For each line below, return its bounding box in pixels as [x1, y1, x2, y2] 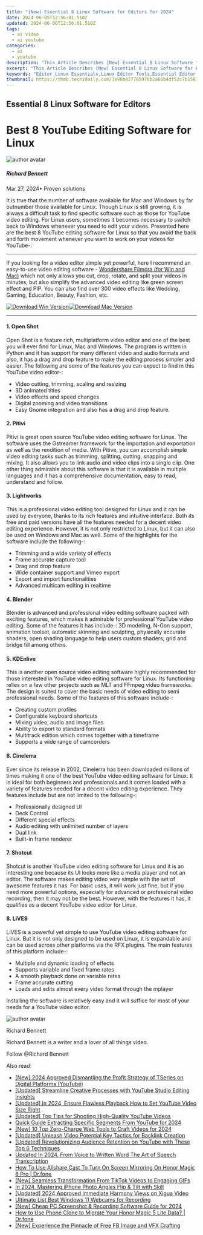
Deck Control [14, 809, 48, 816]
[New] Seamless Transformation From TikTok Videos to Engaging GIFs [14, 1177, 190, 1184]
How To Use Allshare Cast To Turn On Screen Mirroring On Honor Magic [14, 1164, 195, 1171]
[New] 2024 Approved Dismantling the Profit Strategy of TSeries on [14, 1074, 184, 1081]
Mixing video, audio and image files [14, 719, 104, 726]
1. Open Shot [6, 323, 39, 330]
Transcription [14, 1157, 48, 1165]
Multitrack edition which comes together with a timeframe [14, 732, 159, 739]
